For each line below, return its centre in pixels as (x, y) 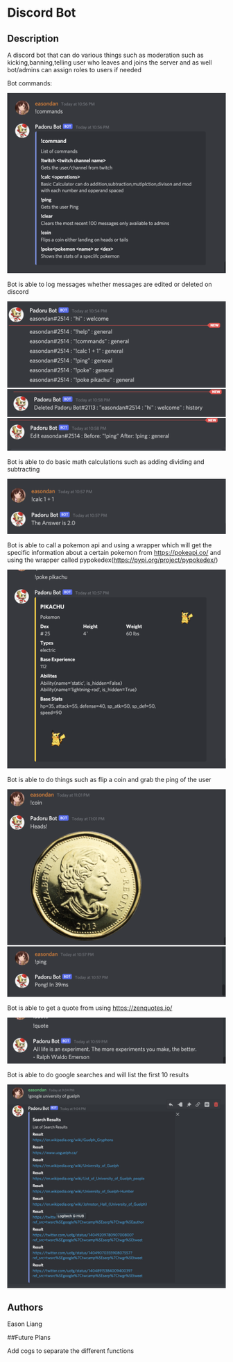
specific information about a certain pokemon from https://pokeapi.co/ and (114, 553)
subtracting (24, 470)
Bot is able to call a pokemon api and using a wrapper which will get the (110, 545)
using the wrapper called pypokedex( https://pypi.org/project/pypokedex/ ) (113, 560)
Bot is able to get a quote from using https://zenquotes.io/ (90, 1008)
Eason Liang (25, 1324)
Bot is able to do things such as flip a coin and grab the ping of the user (109, 780)
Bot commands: (30, 83)
